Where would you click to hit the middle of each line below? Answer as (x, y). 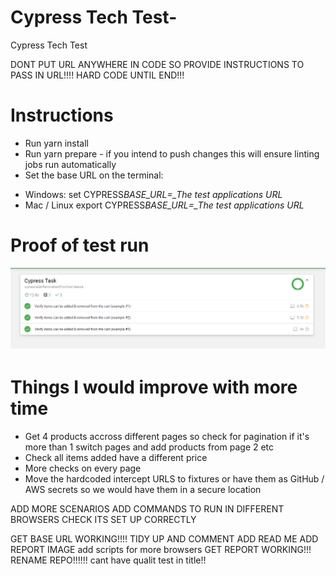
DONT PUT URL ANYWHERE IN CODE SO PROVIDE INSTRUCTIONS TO (157, 64)
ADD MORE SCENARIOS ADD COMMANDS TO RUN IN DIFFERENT (147, 509)
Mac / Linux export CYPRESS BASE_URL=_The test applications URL (164, 205)
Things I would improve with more (154, 387)
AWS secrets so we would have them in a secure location (143, 490)
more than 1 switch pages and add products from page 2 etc (149, 447)
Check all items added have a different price (116, 458)
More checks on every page (83, 468)
